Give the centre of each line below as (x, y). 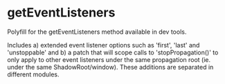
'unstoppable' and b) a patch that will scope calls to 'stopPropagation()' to (113, 52)
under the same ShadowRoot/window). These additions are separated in (110, 67)
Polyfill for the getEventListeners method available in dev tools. (97, 32)
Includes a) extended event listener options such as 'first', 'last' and (103, 45)
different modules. (34, 74)
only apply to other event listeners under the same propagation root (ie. (109, 59)
